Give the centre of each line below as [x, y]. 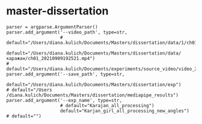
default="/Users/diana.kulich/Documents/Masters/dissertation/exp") [94, 84]
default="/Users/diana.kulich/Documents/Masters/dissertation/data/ [94, 53]
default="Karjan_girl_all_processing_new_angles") [124, 111]
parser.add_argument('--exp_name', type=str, [64, 100]
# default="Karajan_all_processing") [107, 105]
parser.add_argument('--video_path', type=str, [67, 32]
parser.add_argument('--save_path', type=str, [66, 74]
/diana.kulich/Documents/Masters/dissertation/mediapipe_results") [93, 95]
